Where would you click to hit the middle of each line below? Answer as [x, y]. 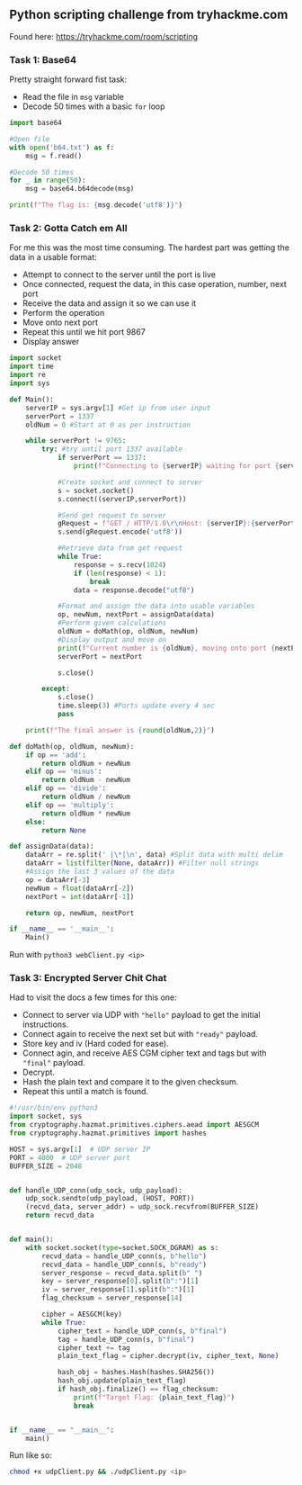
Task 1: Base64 [43, 59]
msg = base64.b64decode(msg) [80, 189]
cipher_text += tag [93, 1348]
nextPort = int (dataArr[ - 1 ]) [80, 896]
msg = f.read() [54, 156]
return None [64, 830]
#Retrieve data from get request [120, 548]
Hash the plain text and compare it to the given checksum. [130, 1082]
